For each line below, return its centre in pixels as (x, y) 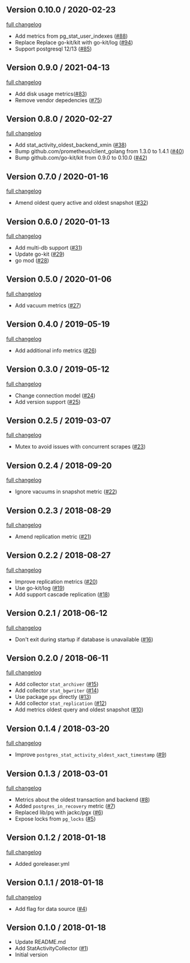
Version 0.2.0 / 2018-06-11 (57, 658)
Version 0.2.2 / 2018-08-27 (58, 556)
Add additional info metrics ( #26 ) (56, 350)
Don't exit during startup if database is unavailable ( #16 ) (84, 639)
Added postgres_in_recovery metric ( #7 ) (65, 806)
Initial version (31, 955)
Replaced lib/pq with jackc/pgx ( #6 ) (59, 812)
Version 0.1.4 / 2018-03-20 (58, 729)
